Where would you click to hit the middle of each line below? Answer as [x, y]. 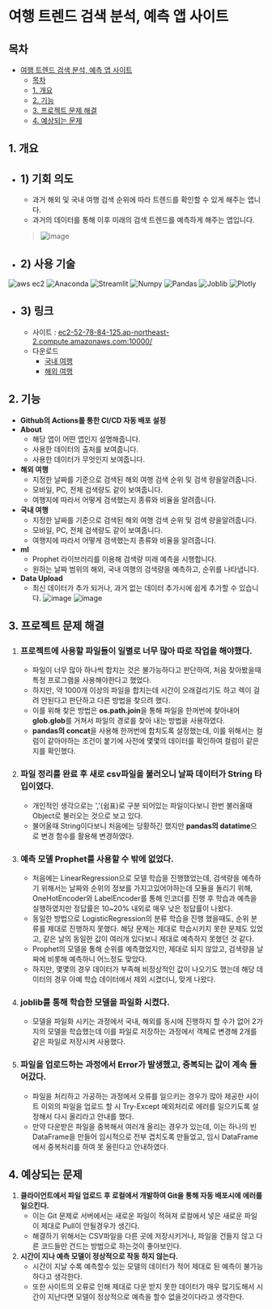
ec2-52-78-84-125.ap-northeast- [114, 332]
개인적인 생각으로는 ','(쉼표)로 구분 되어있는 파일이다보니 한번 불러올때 [142, 805]
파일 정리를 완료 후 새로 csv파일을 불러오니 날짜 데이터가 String [136, 774]
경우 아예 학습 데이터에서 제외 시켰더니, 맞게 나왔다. [135, 979]
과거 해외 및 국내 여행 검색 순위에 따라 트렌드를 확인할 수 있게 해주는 [139, 200]
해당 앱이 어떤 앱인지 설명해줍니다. [86, 439]
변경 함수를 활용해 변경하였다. [87, 836]
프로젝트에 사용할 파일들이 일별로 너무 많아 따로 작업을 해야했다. [136, 650]
